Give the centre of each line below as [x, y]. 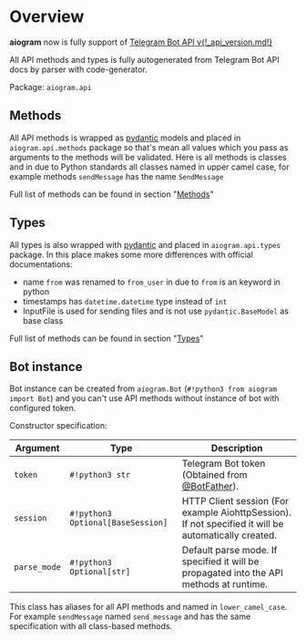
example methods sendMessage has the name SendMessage [117, 176]
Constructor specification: [58, 426]
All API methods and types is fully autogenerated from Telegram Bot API [144, 59]
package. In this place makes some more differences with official [131, 254]
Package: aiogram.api [51, 87]
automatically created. [229, 535]
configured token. [43, 408]
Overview [47, 17]
